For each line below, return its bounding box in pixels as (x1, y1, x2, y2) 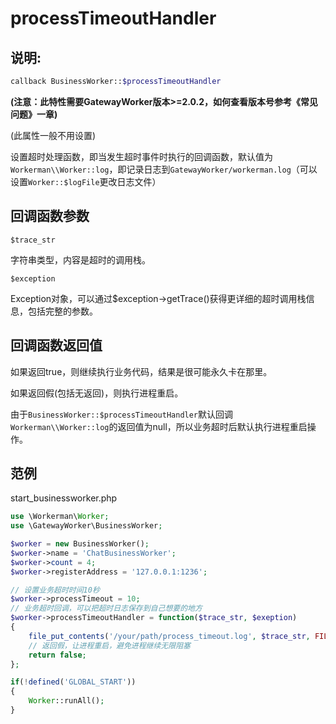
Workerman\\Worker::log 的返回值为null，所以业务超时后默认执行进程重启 (10, 420, 308, 432)
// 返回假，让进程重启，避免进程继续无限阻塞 (28, 640, 191, 651)
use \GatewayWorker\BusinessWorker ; (10, 521, 163, 531)
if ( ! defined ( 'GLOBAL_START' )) (10, 677, 137, 687)
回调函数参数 (10, 208, 90, 225)
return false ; (28, 650, 87, 660)
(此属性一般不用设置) (10, 129, 97, 141)
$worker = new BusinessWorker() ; (10, 539, 150, 549)
